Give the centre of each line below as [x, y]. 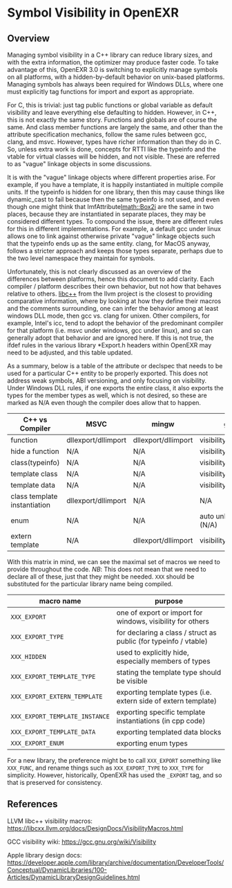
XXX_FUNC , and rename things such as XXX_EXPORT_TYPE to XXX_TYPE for [105, 768]
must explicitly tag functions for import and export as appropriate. [101, 92]
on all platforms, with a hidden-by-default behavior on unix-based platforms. [116, 77]
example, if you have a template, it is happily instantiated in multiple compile [115, 184]
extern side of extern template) [167, 701]
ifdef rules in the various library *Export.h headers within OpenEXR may [109, 345]
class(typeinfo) [35, 463]
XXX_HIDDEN [28, 656]
